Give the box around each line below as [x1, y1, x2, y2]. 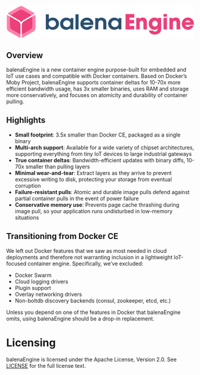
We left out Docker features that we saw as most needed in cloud [6, 247, 167, 254]
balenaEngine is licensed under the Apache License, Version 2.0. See [6, 356, 177, 363]
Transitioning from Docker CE [6, 231, 118, 241]
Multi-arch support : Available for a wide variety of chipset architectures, [14, 144, 195, 151]
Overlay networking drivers [14, 291, 82, 298]
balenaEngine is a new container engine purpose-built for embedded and [6, 66, 187, 73]
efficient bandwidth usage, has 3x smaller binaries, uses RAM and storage [6, 85, 189, 92]
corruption [14, 182, 41, 189]
